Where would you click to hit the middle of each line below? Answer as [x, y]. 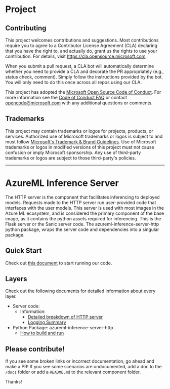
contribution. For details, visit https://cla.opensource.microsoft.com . [76, 56]
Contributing [26, 28]
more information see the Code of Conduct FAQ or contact [66, 98]
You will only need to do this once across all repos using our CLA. [74, 82]
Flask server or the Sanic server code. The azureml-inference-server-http [82, 224]
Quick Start [24, 251]
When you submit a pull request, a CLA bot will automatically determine [80, 66]
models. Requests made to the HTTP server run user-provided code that [81, 202]
